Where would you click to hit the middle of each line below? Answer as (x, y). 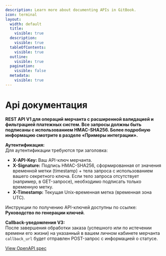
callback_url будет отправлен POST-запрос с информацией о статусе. (81, 238)
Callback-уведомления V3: (35, 222)
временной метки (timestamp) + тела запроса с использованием (82, 171)
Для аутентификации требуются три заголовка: (57, 150)
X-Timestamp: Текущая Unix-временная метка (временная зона (82, 192)
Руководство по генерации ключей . (45, 213)
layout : (13, 19)
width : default (26, 24)
